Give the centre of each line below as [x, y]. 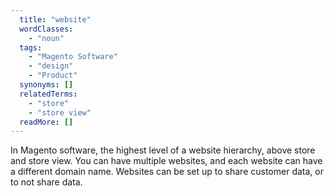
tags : [31, 47]
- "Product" [53, 76]
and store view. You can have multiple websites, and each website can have [166, 161]
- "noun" [46, 38]
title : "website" [55, 19]
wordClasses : [46, 29]
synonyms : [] [46, 85]
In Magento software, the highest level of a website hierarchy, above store [163, 150]
